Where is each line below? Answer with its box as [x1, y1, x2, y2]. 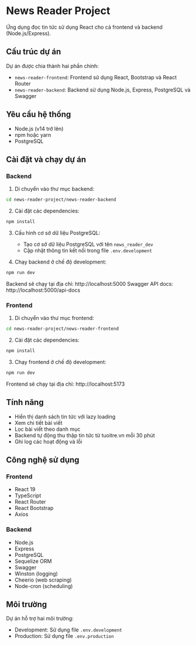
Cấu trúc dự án [6, 47, 61, 57]
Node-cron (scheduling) [14, 582, 73, 589]
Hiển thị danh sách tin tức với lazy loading [14, 413, 116, 420]
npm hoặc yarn [14, 131, 51, 139]
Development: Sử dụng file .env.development [14, 626, 123, 633]
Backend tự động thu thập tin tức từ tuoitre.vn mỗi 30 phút [14, 431, 155, 438]
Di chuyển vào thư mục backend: [14, 185, 95, 193]
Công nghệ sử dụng [6, 455, 80, 465]
